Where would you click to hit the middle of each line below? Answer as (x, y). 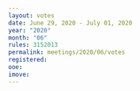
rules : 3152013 (33, 45)
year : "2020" (30, 30)
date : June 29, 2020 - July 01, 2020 (70, 23)
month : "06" (28, 38)
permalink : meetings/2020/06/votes (67, 52)
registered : (28, 60)
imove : (19, 74)
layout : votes (32, 15)
